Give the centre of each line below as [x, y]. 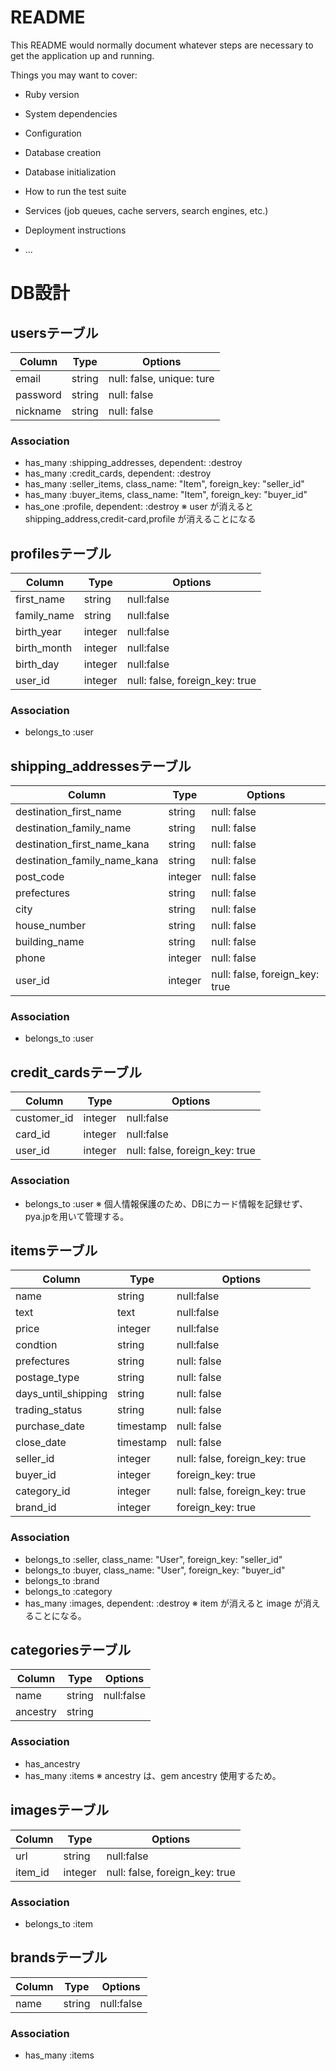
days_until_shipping [61, 1394]
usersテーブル [54, 332]
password [38, 394]
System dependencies [71, 113]
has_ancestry [52, 1763]
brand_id [36, 1508]
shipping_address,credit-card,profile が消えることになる [140, 519]
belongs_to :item [59, 1923]
